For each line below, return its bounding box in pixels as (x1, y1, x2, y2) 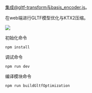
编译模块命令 (5, 74, 31, 79)
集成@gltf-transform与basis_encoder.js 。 (5, 4, 90, 10)
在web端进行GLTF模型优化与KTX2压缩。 (5, 15, 89, 21)
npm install (5, 45, 30, 50)
